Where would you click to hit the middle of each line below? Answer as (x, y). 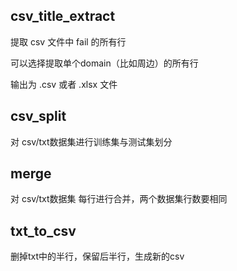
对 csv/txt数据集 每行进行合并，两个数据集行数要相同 (119, 199)
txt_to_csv (43, 230)
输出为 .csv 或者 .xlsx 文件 (64, 84)
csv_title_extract (63, 16)
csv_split (38, 116)
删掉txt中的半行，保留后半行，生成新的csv (97, 256)
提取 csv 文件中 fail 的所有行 (68, 41)
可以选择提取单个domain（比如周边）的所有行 (104, 63)
